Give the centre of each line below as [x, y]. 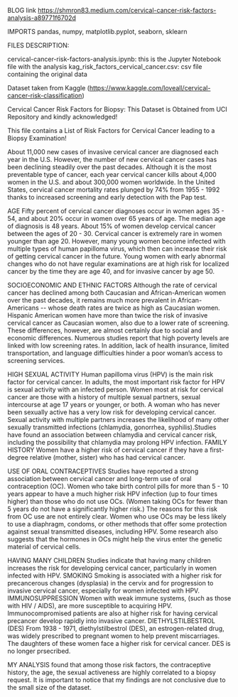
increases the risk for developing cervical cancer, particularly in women [112, 568]
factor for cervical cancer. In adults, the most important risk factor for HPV [116, 382]
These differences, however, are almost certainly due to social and [105, 330]
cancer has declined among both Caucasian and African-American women [117, 293]
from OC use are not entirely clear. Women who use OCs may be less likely [117, 517]
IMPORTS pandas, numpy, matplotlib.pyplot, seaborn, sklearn [97, 32]
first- [217, 450]
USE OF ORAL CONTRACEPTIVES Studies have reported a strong [103, 471]
